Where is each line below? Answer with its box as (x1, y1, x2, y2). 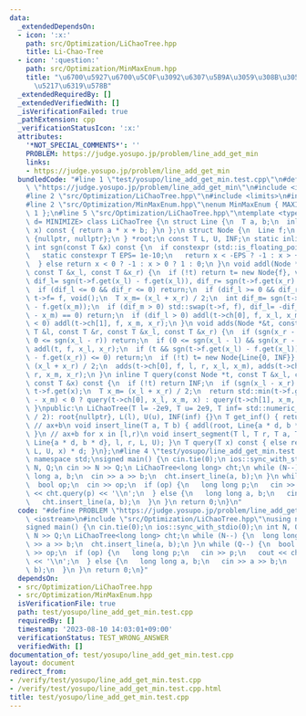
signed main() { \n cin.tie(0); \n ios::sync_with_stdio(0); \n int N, (25, 522, 291, 532)
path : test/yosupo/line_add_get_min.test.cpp (17, 608, 194, 617)
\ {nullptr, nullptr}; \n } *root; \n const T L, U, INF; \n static (25, 234, 280, 243)
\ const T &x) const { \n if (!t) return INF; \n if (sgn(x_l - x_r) (25, 378, 296, 388)
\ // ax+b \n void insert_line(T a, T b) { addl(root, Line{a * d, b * (25, 421, 300, 430)
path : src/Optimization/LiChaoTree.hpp (25, 38, 178, 48)
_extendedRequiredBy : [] (17, 89, 112, 99)
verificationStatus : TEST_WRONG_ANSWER (17, 633, 169, 642)
